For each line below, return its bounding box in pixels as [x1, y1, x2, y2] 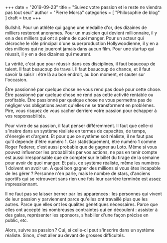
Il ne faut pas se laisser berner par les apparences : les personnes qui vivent [5, 191, 162, 196]
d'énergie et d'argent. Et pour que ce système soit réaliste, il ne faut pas [5, 133, 154, 139]
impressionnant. [5, 181, 38, 187]
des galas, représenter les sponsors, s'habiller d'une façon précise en [5, 212, 149, 218]
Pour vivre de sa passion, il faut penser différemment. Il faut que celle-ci [5, 122, 154, 128]
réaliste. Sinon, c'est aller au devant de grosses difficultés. [5, 232, 126, 238]
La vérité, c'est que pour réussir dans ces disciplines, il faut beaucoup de [5, 61, 156, 66]
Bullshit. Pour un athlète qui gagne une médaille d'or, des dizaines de [5, 24, 147, 30]
